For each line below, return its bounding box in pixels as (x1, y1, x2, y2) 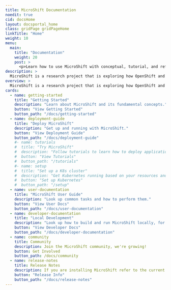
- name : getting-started (10, 93, 63, 98)
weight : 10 (5, 36, 28, 41)
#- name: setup (14, 163, 47, 168)
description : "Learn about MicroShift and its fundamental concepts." (14, 102, 167, 107)
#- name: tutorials (14, 140, 56, 145)
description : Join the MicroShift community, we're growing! (14, 244, 147, 249)
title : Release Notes (14, 263, 60, 268)
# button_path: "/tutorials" (14, 159, 79, 164)
